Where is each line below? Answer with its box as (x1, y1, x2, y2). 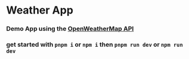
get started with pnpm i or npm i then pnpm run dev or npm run (6, 41, 183, 49)
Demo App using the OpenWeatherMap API (6, 25, 134, 33)
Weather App (6, 4, 73, 17)
